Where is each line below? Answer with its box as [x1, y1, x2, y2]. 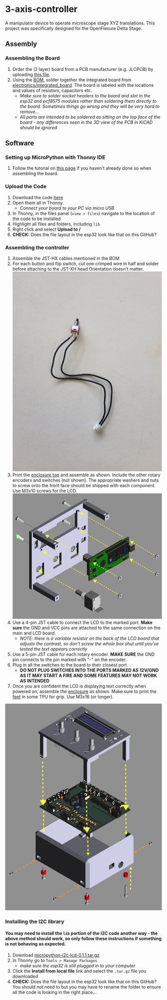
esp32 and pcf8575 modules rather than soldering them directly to [19, 98, 157, 104]
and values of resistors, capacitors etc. [12, 87, 92, 93]
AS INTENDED [19, 678, 50, 684]
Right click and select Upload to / [12, 226, 81, 232]
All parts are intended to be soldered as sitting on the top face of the [19, 114, 161, 120]
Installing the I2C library [5, 918, 65, 925]
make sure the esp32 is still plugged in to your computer [19, 963, 136, 969]
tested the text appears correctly [19, 646, 87, 652]
